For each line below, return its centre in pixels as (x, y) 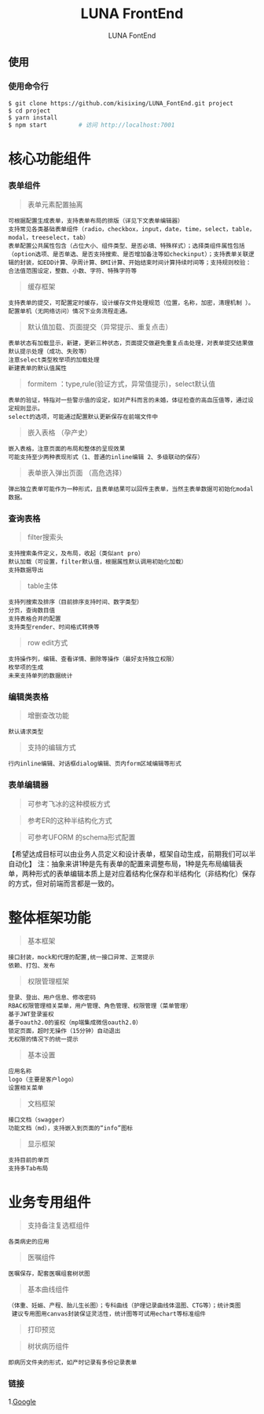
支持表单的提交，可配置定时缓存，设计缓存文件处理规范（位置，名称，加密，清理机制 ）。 (131, 303)
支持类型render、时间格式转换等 (54, 627)
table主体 (42, 586)
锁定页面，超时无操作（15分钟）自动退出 (64, 1031)
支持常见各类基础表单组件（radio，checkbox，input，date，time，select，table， (132, 229)
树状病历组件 (48, 1346)
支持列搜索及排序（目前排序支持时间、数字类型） (75, 602)
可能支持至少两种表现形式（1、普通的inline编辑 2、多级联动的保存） (106, 457)
